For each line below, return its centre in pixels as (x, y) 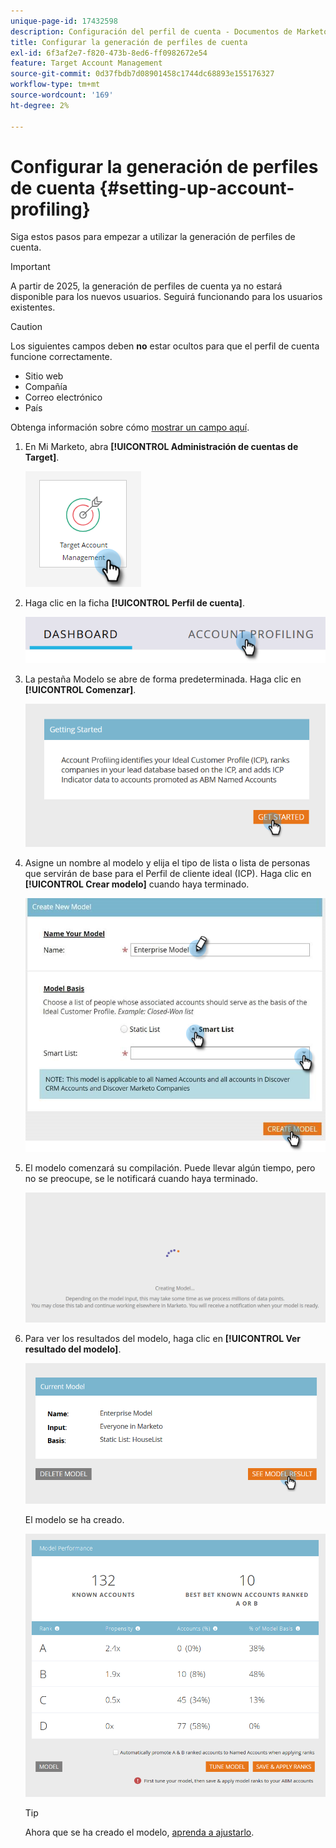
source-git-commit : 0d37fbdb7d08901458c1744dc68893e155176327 (142, 74)
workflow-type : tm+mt (55, 85)
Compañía (46, 387)
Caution (26, 327)
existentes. (33, 307)
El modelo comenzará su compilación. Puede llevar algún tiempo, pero (170, 1168)
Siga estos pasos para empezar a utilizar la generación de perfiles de (153, 237)
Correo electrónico (63, 397)
